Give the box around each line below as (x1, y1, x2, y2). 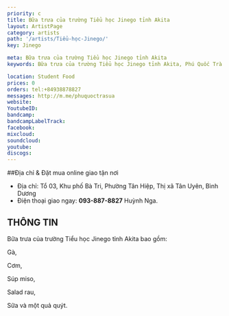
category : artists (7, 29, 60, 36)
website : (7, 99, 32, 106)
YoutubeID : (7, 105, 38, 112)
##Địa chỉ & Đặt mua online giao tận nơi (7, 169, 119, 177)
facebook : (7, 124, 36, 131)
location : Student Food (7, 73, 75, 80)
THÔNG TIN (7, 216, 58, 228)
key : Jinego (7, 42, 41, 49)
